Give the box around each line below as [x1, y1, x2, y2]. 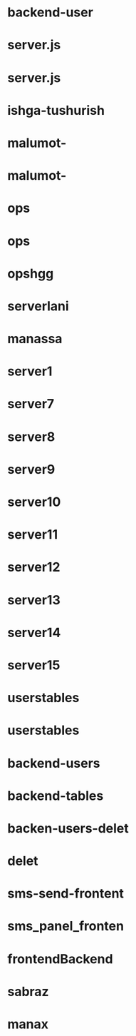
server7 [7, 396, 55, 412]
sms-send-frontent [7, 885, 125, 902]
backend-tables [7, 788, 104, 803]
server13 [7, 591, 61, 608]
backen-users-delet [7, 820, 130, 836]
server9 [7, 461, 56, 477]
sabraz [7, 983, 49, 1000]
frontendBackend [7, 950, 113, 967]
